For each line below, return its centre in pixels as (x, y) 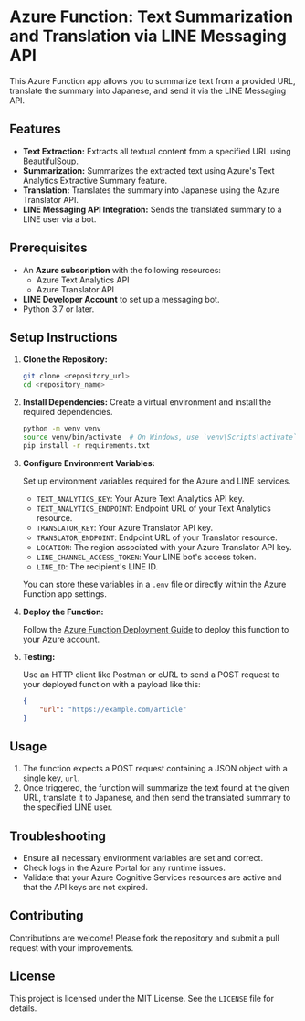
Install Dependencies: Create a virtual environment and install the (147, 402)
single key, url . (51, 778)
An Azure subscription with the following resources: (122, 270)
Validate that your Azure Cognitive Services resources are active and (152, 877)
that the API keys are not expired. (85, 887)
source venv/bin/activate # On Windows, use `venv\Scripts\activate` (160, 437)
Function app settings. (65, 594)
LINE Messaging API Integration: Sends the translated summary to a (152, 209)
